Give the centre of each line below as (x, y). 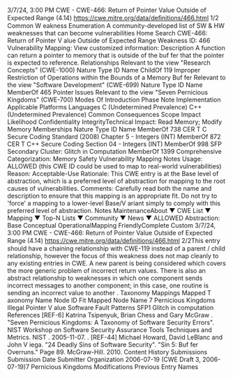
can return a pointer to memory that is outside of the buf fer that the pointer (116, 55)
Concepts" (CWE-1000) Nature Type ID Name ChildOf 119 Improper (104, 70)
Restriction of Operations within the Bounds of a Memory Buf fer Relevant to (116, 77)
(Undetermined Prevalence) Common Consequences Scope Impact (104, 115)
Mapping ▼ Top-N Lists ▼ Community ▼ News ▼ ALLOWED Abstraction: (114, 218)
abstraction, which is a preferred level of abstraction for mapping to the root (116, 181)
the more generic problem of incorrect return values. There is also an (106, 270)
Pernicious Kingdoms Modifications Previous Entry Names (115, 367)
